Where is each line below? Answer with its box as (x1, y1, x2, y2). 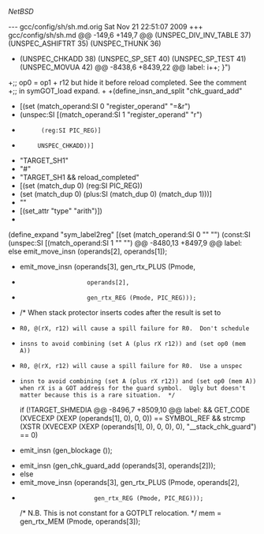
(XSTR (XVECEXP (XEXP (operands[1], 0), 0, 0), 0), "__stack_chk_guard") (19, 422, 257, 431)
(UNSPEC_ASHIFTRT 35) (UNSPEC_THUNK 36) (8, 39, 162, 48)
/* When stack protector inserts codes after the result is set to (19, 308, 221, 317)
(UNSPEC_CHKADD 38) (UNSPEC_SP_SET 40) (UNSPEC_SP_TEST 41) (19, 55, 247, 63)
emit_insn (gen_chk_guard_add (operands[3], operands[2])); (19, 461, 216, 470)
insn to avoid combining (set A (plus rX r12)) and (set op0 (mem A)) (19, 378, 257, 385)
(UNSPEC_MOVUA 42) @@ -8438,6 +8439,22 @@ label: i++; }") (19, 62, 231, 72)
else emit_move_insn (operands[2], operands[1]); (8, 246, 168, 256)
